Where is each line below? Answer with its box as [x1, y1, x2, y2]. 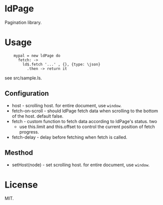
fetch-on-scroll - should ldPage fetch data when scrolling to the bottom [11, 108, 159, 114]
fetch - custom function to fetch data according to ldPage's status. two [11, 118, 158, 124]
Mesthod [4, 148, 33, 157]
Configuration [4, 89, 49, 98]
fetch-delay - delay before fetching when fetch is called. [11, 134, 128, 140]
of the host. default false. [11, 113, 64, 119]
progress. [19, 129, 39, 135]
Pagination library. [4, 19, 42, 25]
